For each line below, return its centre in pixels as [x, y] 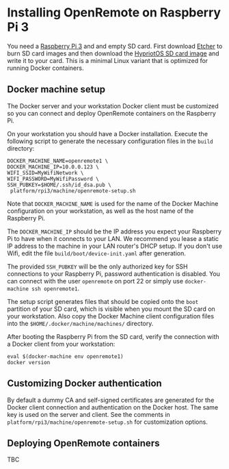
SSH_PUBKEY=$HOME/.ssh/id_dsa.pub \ [59, 185]
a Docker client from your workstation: [61, 344]
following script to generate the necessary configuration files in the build [110, 141]
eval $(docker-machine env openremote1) [66, 356]
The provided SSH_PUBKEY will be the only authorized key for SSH [97, 266]
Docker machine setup [56, 89]
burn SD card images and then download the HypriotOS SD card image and [113, 53]
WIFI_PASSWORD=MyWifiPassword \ [53, 179]
